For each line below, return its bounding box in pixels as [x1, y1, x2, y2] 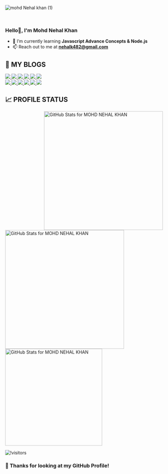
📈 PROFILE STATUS [5, 95, 68, 103]
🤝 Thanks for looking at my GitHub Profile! [5, 462, 109, 469]
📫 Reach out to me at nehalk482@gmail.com [12, 44, 108, 50]
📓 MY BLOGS [5, 60, 46, 68]
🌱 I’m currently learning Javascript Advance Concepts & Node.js [12, 38, 147, 44]
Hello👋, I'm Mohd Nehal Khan [5, 26, 77, 33]
